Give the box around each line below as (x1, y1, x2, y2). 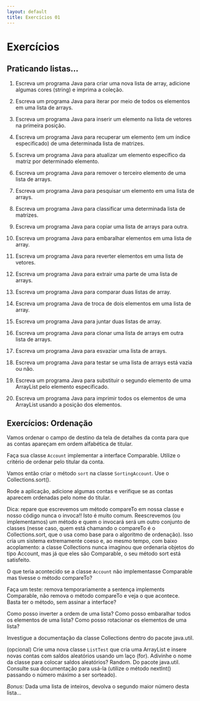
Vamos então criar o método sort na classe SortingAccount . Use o (7, 470, 169, 477)
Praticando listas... (7, 64, 79, 74)
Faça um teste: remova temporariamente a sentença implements (7, 586, 165, 593)
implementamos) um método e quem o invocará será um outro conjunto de (7, 518, 190, 525)
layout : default (7, 8, 47, 15)
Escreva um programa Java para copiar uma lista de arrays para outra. (15, 223, 189, 230)
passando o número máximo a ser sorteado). (7, 671, 117, 678)
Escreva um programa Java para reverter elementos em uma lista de (15, 252, 183, 260)
